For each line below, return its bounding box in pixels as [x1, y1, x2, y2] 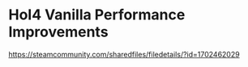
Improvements [8, 23, 109, 41]
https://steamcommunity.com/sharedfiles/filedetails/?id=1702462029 [8, 49, 241, 59]
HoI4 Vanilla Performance [8, 6, 186, 24]
